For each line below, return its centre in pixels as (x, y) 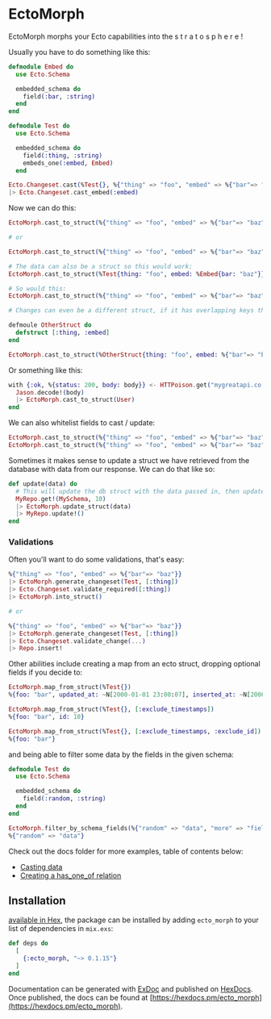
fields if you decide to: (46, 672)
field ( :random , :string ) (65, 799)
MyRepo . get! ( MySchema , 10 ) (61, 499)
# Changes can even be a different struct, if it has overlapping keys (131, 311)
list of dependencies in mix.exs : (61, 929)
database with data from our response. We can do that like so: (112, 469)
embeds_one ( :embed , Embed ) (68, 163)
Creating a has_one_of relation (71, 875)
